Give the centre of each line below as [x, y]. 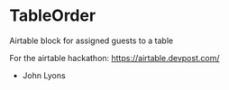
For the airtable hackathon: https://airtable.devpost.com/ [114, 58]
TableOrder [53, 16]
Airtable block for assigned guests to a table [92, 40]
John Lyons [44, 75]
